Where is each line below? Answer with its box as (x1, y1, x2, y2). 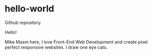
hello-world (5, 3, 55, 14)
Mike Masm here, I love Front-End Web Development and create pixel (5, 38, 148, 45)
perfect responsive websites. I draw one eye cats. (5, 44, 108, 50)
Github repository (5, 19, 41, 25)
